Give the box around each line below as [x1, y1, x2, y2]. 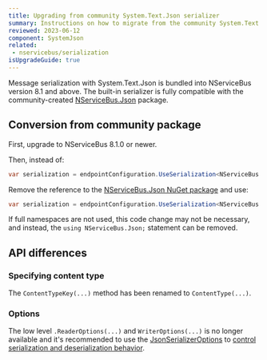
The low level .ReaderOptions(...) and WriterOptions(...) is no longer [8, 326, 244, 336]
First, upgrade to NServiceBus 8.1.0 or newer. [8, 139, 157, 148]
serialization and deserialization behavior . [8, 343, 145, 353]
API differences [8, 246, 88, 259]
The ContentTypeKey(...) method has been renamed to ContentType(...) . [8, 288, 252, 298]
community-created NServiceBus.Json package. [8, 95, 169, 105]
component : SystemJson [8, 34, 84, 42]
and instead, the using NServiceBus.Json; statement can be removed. [8, 223, 238, 232]
